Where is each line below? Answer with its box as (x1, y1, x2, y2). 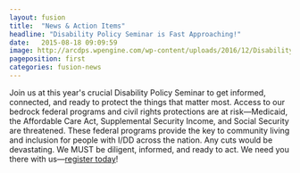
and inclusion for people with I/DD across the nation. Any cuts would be (9, 135, 273, 145)
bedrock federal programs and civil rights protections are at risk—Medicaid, (9, 106, 288, 117)
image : (9, 46, 34, 55)
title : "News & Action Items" (9, 21, 126, 30)
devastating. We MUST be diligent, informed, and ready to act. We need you (9, 144, 290, 154)
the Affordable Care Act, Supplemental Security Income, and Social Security (9, 115, 290, 126)
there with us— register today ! (9, 153, 119, 164)
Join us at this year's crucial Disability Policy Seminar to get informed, (9, 86, 266, 98)
